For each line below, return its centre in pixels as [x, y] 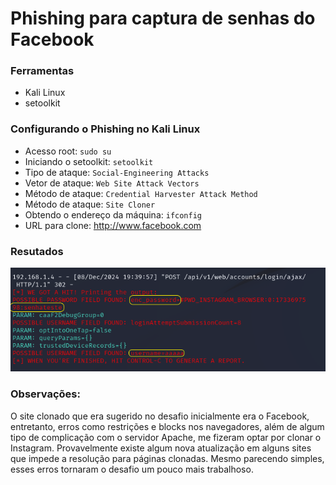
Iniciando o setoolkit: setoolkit [89, 161]
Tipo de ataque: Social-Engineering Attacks [117, 172]
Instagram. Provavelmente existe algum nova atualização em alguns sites [161, 448]
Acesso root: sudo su [68, 151]
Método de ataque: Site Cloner [90, 204]
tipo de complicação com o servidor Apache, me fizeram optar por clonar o [166, 437]
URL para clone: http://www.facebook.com [113, 225]
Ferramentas [42, 71]
